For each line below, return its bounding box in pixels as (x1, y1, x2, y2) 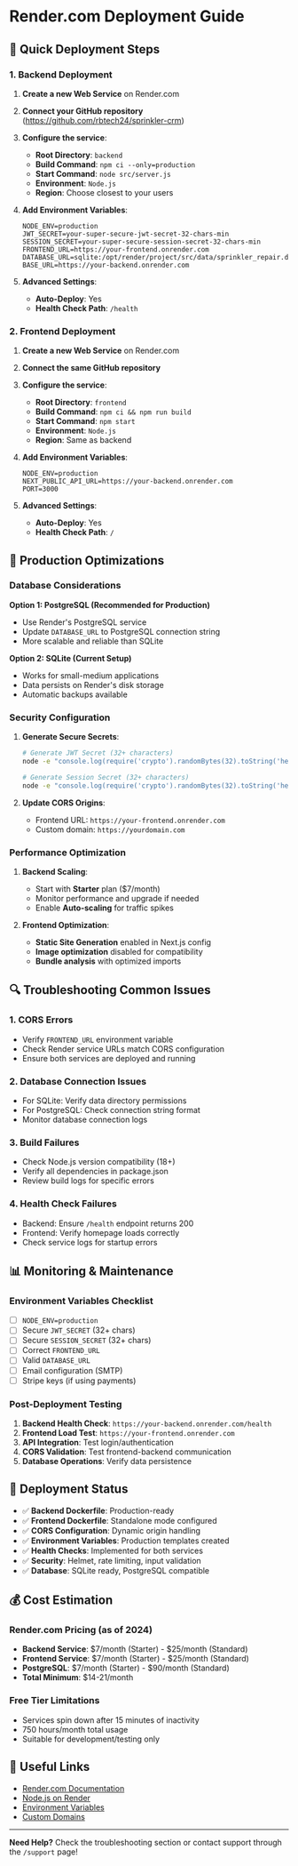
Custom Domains (21, 1811, 86, 1822)
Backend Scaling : (21, 866, 89, 877)
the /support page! (9, 1846, 78, 1857)
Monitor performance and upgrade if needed (35, 893, 200, 903)
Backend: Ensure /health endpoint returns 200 (21, 1218, 194, 1229)
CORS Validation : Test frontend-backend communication (21, 1446, 232, 1457)
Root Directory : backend (35, 149, 123, 160)
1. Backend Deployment (9, 68, 113, 81)
